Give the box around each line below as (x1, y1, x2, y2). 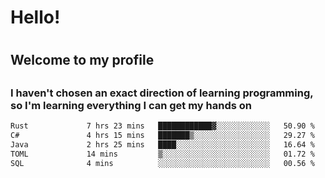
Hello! (10, 6, 61, 29)
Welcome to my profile (10, 52, 155, 69)
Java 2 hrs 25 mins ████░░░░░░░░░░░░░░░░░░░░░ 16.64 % (10, 139, 315, 150)
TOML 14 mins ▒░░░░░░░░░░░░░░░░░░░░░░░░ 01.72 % (10, 149, 315, 159)
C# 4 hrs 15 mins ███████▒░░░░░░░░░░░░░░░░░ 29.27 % (10, 131, 315, 141)
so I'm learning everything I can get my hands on (10, 98, 253, 112)
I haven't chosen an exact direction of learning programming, (10, 86, 314, 100)
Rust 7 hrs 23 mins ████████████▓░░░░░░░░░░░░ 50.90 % (10, 121, 315, 131)
